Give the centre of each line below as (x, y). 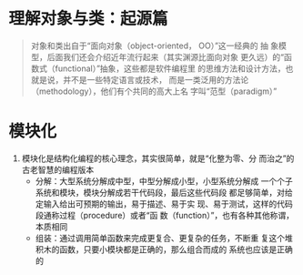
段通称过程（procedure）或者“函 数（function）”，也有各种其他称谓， (165, 215)
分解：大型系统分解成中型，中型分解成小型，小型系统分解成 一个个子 (164, 181)
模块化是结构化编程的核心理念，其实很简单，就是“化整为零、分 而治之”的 (158, 158)
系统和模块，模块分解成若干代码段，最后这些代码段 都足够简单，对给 (164, 192)
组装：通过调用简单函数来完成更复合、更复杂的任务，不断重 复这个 (160, 238)
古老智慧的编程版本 (58, 169)
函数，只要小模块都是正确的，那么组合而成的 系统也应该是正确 (176, 249)
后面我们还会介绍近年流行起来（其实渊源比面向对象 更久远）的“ (165, 56)
